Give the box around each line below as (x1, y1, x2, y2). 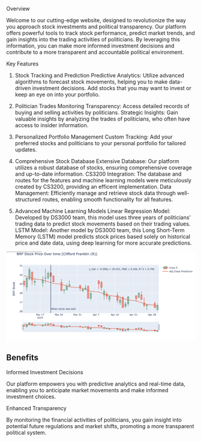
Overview (6, 5, 30, 12)
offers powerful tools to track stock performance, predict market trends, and (6, 29, 195, 37)
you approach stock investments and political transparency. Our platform (6, 23, 187, 30)
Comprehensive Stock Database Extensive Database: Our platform (14, 158, 180, 164)
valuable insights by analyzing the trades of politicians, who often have (14, 115, 190, 122)
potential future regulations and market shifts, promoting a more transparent (6, 422, 194, 429)
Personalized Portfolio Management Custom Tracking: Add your (14, 133, 173, 140)
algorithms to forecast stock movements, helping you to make (14, 78, 168, 85)
